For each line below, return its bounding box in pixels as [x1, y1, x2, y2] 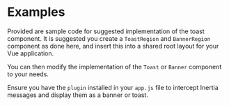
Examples [7, 4, 65, 20]
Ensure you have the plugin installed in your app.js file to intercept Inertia [7, 83, 219, 91]
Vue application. [7, 49, 54, 58]
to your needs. [7, 70, 49, 78]
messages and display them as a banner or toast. [7, 91, 148, 99]
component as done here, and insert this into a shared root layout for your [7, 42, 219, 50]
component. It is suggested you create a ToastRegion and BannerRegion [7, 34, 211, 42]
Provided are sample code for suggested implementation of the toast [7, 27, 205, 35]
